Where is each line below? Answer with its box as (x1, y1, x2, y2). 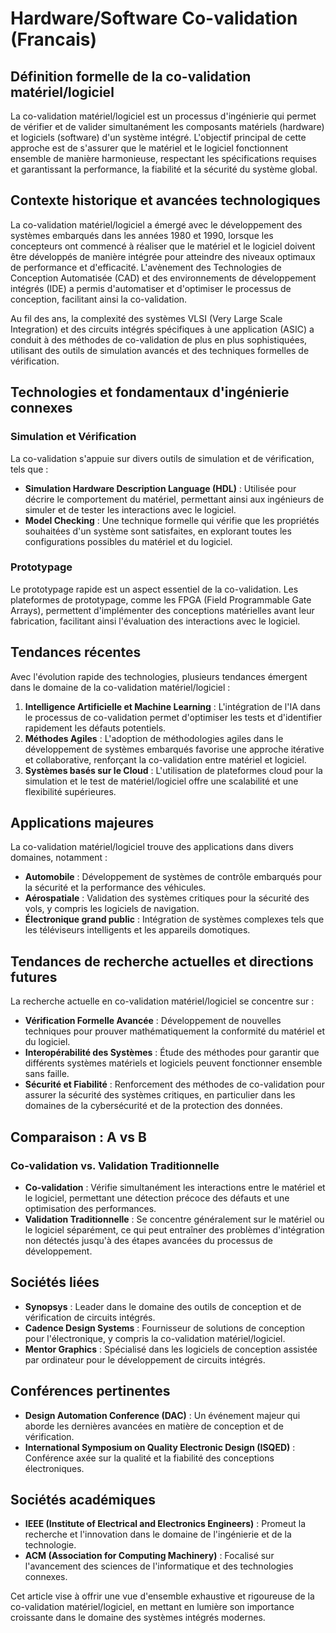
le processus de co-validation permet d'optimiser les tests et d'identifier (24, 711, 323, 723)
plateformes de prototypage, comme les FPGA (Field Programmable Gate (10, 593, 312, 606)
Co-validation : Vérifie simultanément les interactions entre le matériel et (24, 1181, 326, 1193)
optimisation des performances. (24, 1202, 157, 1214)
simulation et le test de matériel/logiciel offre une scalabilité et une (24, 775, 299, 787)
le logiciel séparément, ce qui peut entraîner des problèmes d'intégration (24, 1223, 325, 1236)
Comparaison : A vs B (10, 1128, 147, 1146)
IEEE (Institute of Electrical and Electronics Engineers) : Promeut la (24, 1518, 307, 1530)
